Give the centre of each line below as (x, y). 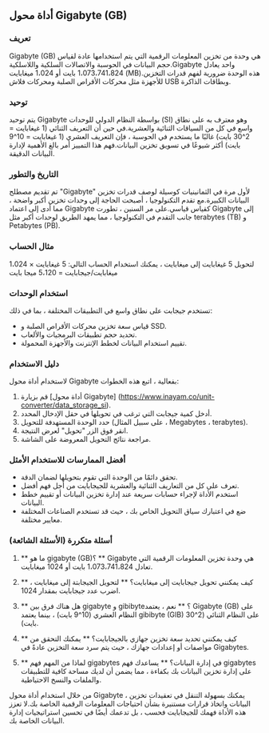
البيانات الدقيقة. (32, 153)
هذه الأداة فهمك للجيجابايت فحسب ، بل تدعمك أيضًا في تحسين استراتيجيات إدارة (128, 712)
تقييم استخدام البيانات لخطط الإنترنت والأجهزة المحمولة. (103, 342)
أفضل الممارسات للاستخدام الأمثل (67, 460)
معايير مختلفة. (42, 520)
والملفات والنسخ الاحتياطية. (61, 679)
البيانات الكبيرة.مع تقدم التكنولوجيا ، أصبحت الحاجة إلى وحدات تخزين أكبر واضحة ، (129, 200)
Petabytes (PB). (35, 226)
